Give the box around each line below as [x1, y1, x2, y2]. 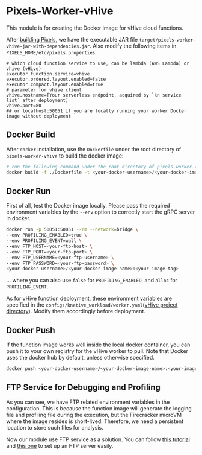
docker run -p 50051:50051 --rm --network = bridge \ [6, 226, 138, 233]
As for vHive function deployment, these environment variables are [6, 294, 173, 302]
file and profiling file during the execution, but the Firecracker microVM [6, 411, 182, 418]
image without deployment [6, 113, 71, 119]
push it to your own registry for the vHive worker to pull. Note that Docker [6, 348, 188, 355]
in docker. [6, 215, 31, 222]
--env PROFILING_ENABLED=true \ [6, 232, 87, 238]
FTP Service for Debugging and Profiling [6, 382, 161, 393]
